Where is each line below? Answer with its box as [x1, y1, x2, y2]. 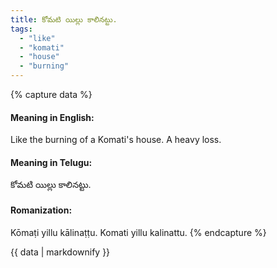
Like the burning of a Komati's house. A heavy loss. [10, 134, 222, 146]
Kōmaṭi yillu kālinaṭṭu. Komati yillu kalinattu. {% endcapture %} [10, 226, 267, 238]
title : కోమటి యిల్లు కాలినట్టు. [10, 14, 118, 25]
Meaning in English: [10, 111, 95, 123]
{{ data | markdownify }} [10, 246, 111, 258]
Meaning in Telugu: [10, 156, 93, 168]
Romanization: [10, 204, 73, 216]
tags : [10, 24, 33, 34]
